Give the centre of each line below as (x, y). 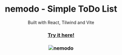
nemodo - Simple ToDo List (61, 9)
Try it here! (61, 35)
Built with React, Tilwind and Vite (61, 22)
